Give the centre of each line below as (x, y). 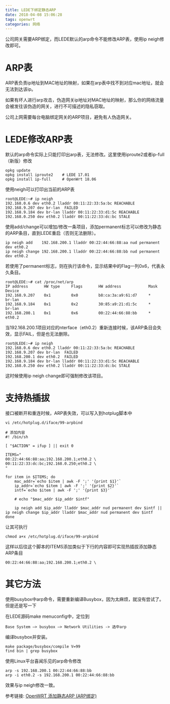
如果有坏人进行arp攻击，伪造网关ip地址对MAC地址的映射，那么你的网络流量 (84, 100)
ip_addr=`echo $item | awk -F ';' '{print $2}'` (67, 486)
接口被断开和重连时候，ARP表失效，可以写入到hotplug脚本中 (69, 413)
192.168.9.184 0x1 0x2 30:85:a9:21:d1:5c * (78, 304)
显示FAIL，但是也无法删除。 (43, 334)
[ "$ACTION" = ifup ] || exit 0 (39, 446)
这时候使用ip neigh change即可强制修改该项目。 (55, 376)
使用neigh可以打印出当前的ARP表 (40, 189)
